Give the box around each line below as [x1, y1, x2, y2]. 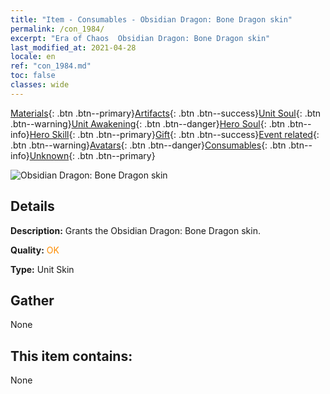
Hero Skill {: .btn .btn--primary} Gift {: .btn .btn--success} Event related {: [29, 128, 320, 140]
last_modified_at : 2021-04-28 [10, 42, 137, 53]
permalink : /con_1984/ [10, 24, 105, 34]
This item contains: [10, 347, 133, 365]
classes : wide [10, 80, 70, 90]
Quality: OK [10, 244, 60, 256]
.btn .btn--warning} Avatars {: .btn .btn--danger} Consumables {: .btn [10, 139, 287, 151]
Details [10, 198, 55, 215]
